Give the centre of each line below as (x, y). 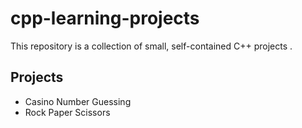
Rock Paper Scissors (67, 112)
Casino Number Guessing (78, 101)
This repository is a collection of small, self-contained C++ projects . (151, 46)
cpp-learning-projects (105, 18)
